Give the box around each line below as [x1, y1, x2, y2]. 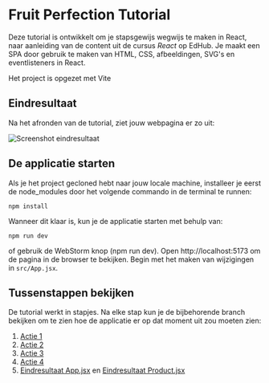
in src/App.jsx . [8, 263, 59, 272]
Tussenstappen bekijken [8, 286, 135, 299]
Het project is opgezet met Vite [8, 73, 112, 83]
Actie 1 [19, 332, 43, 341]
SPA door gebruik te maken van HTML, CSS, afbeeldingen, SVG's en [8, 49, 235, 59]
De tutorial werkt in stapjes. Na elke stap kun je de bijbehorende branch [8, 308, 246, 317]
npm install [8, 202, 48, 210]
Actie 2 [19, 340, 44, 350]
